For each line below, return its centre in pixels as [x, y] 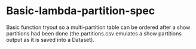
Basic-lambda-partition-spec [81, 11]
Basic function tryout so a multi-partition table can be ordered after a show [98, 27]
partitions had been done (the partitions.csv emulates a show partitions [94, 33]
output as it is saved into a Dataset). [50, 40]
